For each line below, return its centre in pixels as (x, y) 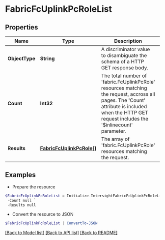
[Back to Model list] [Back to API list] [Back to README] (61, 233)
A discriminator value (125, 49)
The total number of (124, 76)
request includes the (125, 119)
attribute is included (124, 106)
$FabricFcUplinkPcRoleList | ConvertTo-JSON (51, 223)
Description (128, 41)
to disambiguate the (124, 55)
